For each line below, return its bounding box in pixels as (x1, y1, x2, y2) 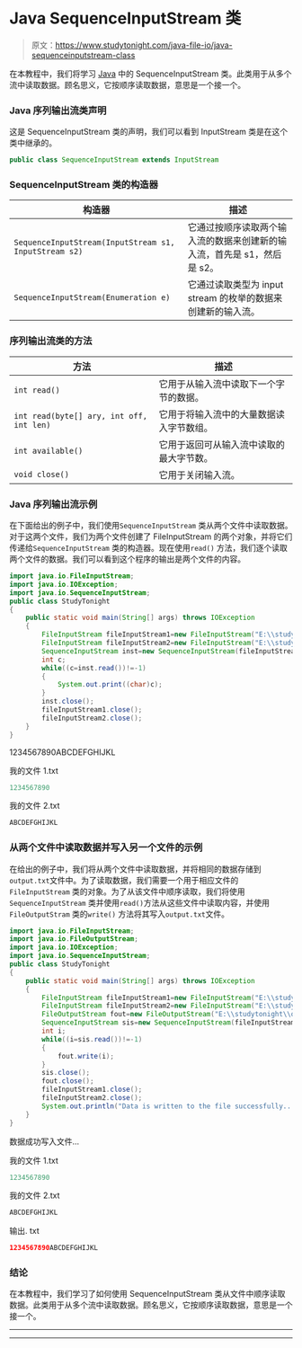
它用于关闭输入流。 (158, 468, 240, 481)
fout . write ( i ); (57, 1051, 115, 1060)
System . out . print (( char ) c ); (57, 680, 164, 689)
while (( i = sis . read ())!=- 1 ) (41, 1034, 143, 1043)
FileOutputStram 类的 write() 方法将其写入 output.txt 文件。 (9, 909, 229, 919)
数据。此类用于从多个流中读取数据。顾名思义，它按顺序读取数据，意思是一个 (9, 1299, 293, 1310)
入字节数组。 (158, 421, 213, 434)
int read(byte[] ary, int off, (13, 411, 148, 421)
